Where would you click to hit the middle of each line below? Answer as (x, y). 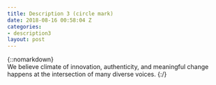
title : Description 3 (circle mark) (60, 14)
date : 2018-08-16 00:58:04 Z (49, 20)
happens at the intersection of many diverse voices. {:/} (87, 75)
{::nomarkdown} (31, 59)
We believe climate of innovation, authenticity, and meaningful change (108, 67)
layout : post (26, 40)
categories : (24, 26)
